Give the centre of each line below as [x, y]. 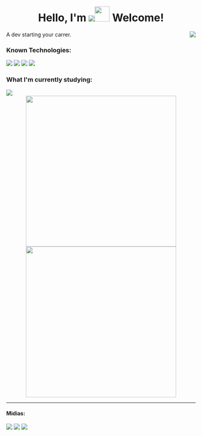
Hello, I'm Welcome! [101, 18]
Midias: [16, 414]
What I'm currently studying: [49, 80]
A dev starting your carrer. [39, 34]
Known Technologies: [39, 50]
